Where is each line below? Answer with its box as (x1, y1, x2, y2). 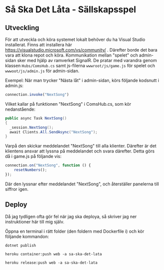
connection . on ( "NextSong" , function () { (5, 163, 91, 168)
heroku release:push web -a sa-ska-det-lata (5, 260, 98, 265)
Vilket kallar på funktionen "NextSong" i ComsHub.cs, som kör (5, 101, 132, 107)
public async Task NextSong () (5, 116, 67, 120)
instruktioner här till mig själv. (5, 218, 65, 225)
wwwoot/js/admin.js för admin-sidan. (5, 68, 80, 74)
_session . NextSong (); (9, 125, 54, 130)
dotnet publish (5, 243, 36, 248)
